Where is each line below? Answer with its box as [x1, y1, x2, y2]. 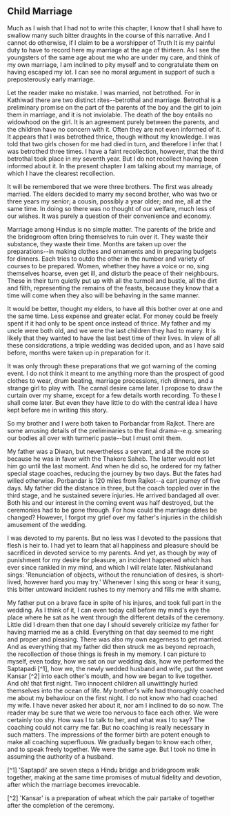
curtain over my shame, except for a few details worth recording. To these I [7, 391, 221, 399]
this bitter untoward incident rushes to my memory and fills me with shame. [7, 585, 221, 593]
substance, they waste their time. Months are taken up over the [7, 239, 187, 248]
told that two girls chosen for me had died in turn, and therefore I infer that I [7, 139, 222, 148]
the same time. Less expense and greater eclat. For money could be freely [7, 312, 219, 320]
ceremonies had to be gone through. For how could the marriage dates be [7, 506, 217, 514]
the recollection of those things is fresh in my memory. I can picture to [7, 650, 207, 658]
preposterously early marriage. [7, 75, 95, 83]
